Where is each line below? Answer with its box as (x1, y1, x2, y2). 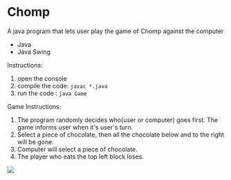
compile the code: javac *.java (17, 81, 108, 90)
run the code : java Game (17, 89, 87, 97)
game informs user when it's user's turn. (17, 123, 133, 131)
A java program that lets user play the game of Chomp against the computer (7, 27, 224, 35)
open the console (17, 74, 68, 83)
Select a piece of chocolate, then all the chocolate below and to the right (17, 130, 225, 139)
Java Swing (17, 48, 50, 56)
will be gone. (17, 137, 54, 146)
